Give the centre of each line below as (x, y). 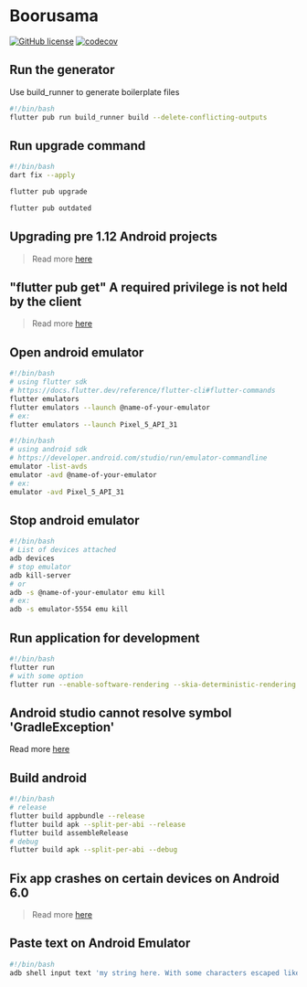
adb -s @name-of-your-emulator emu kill (88, 592)
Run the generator (62, 70)
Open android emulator (77, 352)
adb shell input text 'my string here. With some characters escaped (145, 973)
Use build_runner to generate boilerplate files (95, 91)
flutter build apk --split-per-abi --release (97, 824)
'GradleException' (62, 727)
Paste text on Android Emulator (100, 944)
